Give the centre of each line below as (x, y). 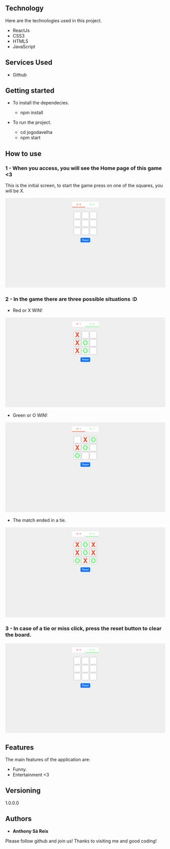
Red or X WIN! (27, 310)
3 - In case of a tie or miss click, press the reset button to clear (83, 628)
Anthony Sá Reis (30, 831)
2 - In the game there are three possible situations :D (71, 299)
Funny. (20, 769)
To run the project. (32, 122)
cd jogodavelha (36, 132)
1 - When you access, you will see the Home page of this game (84, 168)
